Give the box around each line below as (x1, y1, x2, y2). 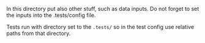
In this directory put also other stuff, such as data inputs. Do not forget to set (6, 5, 199, 12)
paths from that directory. (6, 30, 71, 37)
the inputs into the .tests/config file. (6, 12, 96, 19)
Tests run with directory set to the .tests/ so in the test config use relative (6, 24, 195, 30)
